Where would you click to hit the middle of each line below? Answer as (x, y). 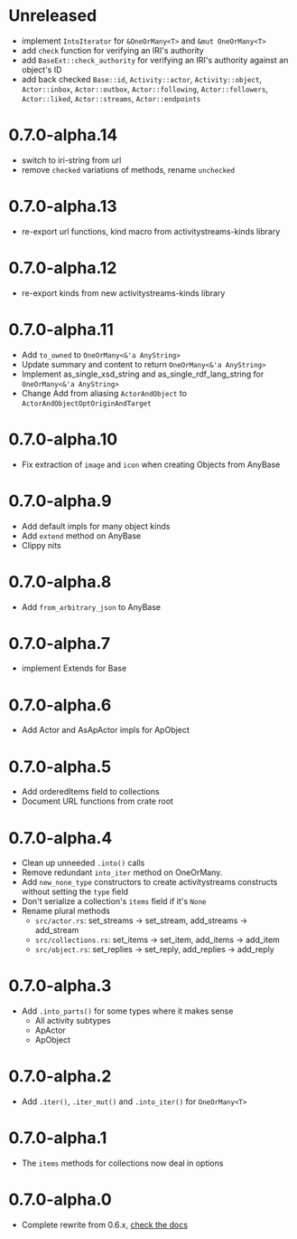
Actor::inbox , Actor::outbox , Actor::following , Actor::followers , (144, 89)
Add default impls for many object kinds (96, 526)
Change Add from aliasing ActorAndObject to (104, 393)
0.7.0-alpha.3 (60, 986)
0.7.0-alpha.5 (60, 767)
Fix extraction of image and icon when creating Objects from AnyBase (151, 464)
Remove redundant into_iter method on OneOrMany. (122, 872)
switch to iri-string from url (71, 160)
